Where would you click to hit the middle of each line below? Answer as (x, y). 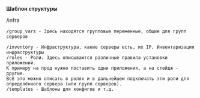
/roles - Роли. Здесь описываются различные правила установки (87, 58)
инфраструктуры (25, 52)
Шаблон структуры (32, 9)
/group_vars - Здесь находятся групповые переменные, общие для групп (96, 31)
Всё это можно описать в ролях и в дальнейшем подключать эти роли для (98, 79)
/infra (13, 20)
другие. (16, 73)
